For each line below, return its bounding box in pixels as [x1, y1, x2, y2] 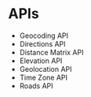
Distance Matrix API [19, 47, 84, 57]
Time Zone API [19, 73, 68, 82]
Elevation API [19, 56, 63, 65]
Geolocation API [19, 64, 72, 73]
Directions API [19, 39, 66, 48]
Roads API [19, 80, 53, 91]
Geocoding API [19, 31, 69, 40]
